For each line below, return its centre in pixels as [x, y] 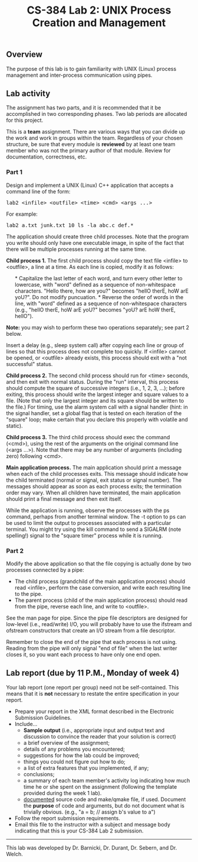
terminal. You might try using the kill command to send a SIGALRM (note [94, 529]
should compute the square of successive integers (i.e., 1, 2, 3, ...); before [95, 388]
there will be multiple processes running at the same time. [76, 249]
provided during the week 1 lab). [62, 793]
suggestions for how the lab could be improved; [82, 755]
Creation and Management [99, 23]
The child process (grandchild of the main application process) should [100, 581]
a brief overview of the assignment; [67, 743]
